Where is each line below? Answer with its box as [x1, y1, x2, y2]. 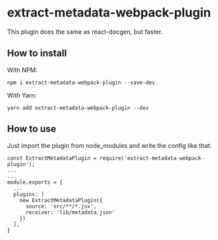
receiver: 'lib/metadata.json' [25, 208, 116, 216]
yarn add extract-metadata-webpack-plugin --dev [7, 105, 149, 111]
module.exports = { [7, 179, 63, 186]
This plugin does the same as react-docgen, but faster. [7, 28, 163, 36]
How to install [7, 47, 67, 59]
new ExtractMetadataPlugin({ [19, 197, 103, 204]
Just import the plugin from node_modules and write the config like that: [7, 141, 212, 149]
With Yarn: [7, 91, 37, 99]
